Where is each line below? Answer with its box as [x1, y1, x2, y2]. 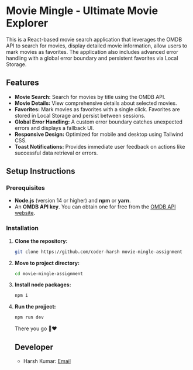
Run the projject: [14, 303, 57, 310]
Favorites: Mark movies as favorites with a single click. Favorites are [14, 105, 180, 112]
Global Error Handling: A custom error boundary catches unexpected [14, 118, 183, 125]
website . [14, 210, 36, 217]
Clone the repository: [14, 237, 68, 244]
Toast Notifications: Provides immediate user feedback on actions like [14, 143, 185, 150]
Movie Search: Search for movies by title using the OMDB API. [14, 93, 166, 100]
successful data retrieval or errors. [14, 149, 98, 156]
